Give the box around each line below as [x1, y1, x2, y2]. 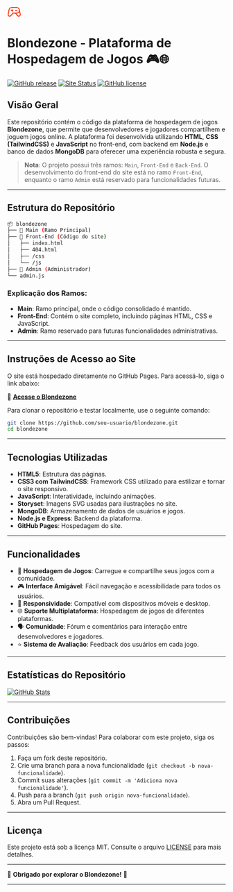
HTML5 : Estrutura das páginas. [17, 470, 107, 479]
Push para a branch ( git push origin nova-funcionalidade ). [17, 791, 191, 799]
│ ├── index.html [7, 240, 64, 247]
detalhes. [7, 850, 34, 859]
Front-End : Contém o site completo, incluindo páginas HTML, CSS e [17, 311, 213, 320]
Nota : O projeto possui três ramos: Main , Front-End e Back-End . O [24, 160, 209, 169]
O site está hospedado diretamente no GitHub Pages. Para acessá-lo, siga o [7, 372, 225, 380]
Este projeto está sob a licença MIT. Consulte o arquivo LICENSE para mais [7, 843, 222, 852]
